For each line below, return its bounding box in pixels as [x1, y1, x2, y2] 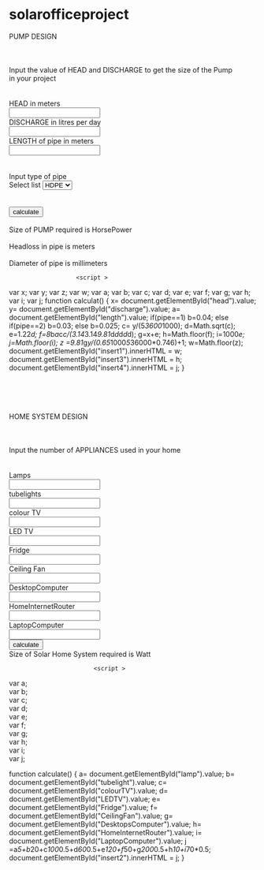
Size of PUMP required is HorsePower [9, 225, 132, 234]
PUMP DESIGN [9, 32, 58, 41]
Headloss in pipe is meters [9, 241, 95, 251]
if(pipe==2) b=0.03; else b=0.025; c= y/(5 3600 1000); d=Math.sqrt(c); [9, 321, 236, 330]
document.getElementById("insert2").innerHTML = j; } [9, 853, 184, 862]
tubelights [9, 489, 42, 498]
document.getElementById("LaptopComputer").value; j [9, 836, 188, 846]
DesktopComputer [9, 582, 69, 592]
